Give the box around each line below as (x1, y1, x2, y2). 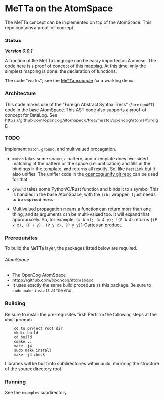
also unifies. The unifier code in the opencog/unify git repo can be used (12, 171, 158, 177)
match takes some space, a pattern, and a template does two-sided (12, 155, 148, 161)
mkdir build (14, 330, 38, 335)
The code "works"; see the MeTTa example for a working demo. (5, 78, 135, 84)
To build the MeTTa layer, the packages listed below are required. (5, 245, 138, 251)
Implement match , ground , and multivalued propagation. (5, 146, 117, 152)
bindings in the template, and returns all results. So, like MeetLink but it (12, 166, 155, 172)
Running (5, 378, 26, 385)
